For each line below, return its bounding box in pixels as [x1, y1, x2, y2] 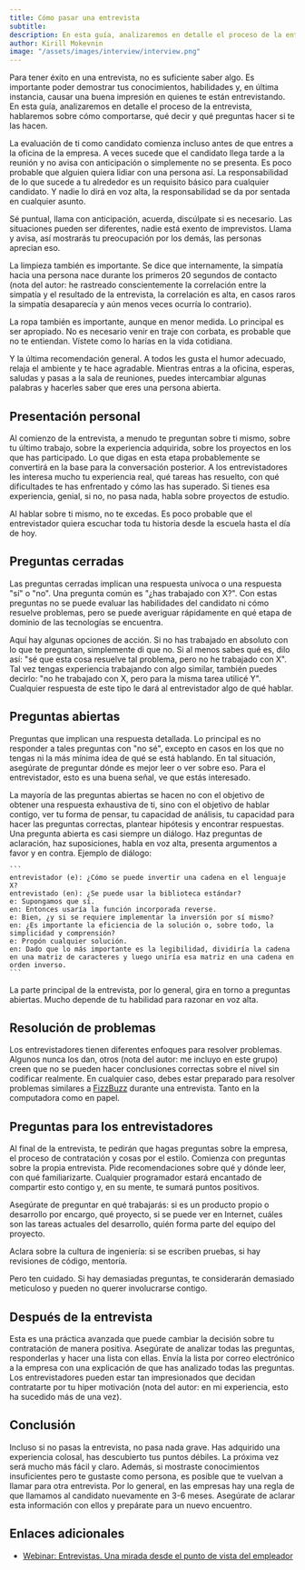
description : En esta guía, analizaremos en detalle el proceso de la [9, 30, 282, 39]
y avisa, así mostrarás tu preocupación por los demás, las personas [9, 233, 261, 244]
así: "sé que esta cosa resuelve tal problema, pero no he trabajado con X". [9, 654, 288, 665]
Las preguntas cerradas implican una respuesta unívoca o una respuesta [9, 578, 282, 589]
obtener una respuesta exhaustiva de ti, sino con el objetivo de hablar [9, 799, 271, 810]
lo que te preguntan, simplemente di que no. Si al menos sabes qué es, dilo [9, 644, 290, 655]
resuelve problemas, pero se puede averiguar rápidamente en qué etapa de [9, 606, 292, 618]
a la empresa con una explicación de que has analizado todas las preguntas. [9, 1363, 295, 1373]
